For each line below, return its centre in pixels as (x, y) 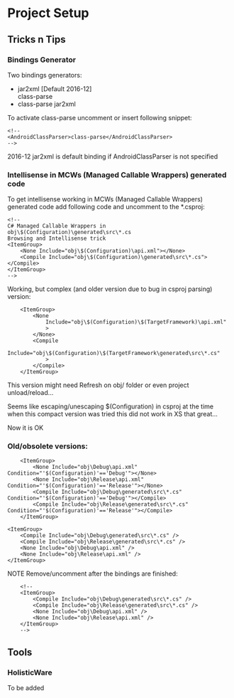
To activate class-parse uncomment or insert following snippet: (100, 117)
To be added (26, 688)
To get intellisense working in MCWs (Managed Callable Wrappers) (105, 199)
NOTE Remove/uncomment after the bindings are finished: (93, 573)
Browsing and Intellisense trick (57, 239)
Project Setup (49, 13)
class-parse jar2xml (46, 104)
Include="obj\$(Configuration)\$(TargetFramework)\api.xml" (136, 322)
